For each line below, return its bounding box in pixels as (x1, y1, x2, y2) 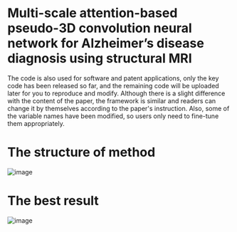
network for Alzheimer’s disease (7, 36, 204, 51)
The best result (7, 193, 100, 209)
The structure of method (7, 144, 156, 161)
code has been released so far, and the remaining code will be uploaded (7, 81, 219, 90)
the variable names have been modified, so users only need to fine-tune (7, 112, 219, 120)
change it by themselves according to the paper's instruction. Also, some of (7, 104, 230, 112)
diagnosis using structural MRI (7, 51, 192, 67)
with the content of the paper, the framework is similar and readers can (7, 96, 216, 105)
